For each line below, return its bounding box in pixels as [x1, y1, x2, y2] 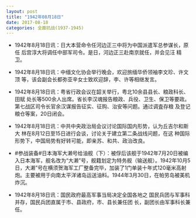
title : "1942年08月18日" [6, 14, 64, 20]
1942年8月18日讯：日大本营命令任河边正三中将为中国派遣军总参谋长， [14, 41, 184, 49]
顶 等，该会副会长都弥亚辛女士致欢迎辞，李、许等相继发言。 [14, 76, 160, 83]
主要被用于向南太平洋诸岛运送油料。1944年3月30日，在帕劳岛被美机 [25, 172, 190, 179]
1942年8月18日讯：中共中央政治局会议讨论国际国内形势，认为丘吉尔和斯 [14, 123, 189, 130]
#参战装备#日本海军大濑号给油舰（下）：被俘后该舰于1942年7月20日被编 [14, 150, 188, 157]
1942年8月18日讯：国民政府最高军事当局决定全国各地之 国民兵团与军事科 [14, 191, 190, 199]
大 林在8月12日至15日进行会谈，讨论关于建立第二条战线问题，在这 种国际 [14, 130, 190, 137]
